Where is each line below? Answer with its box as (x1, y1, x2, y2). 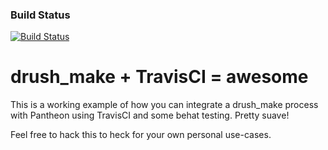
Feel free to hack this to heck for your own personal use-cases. (10, 129, 272, 141)
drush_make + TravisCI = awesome (10, 66, 309, 88)
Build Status (10, 8, 71, 22)
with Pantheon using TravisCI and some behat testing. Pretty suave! (10, 109, 290, 122)
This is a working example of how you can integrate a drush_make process (10, 99, 319, 111)
